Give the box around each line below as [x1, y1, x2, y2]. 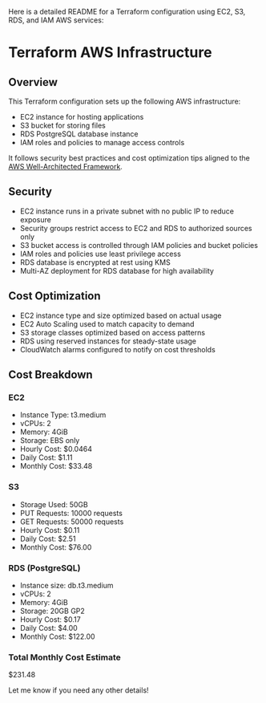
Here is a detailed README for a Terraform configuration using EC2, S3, [8, 7, 246, 16]
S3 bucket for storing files [19, 120, 106, 130]
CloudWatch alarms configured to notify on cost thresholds [19, 344, 216, 354]
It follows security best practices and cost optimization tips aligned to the [8, 153, 250, 163]
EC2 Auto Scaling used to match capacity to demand [19, 319, 195, 328]
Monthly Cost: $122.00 [19, 632, 95, 641]
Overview [8, 75, 58, 89]
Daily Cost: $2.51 [19, 534, 76, 543]
